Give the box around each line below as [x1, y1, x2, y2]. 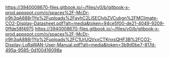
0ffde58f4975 [5, 26, 34, 32]
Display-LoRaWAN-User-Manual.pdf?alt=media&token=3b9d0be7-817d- [5, 42, 156, 47]
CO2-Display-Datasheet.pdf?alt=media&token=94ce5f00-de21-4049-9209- [5, 20, 165, 26]
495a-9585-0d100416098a [5, 47, 62, 53]
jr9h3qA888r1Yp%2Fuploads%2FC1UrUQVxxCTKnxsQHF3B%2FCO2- [5, 36, 152, 42]
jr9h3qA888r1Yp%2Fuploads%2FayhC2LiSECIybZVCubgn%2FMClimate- [5, 15, 158, 21]
